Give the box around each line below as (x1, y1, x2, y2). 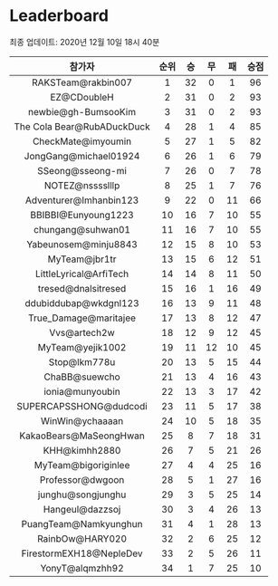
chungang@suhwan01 (33, 223, 131, 235)
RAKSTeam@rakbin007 (31, 76, 133, 89)
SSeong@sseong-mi (37, 164, 127, 177)
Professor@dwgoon (39, 473, 125, 485)
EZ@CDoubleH (49, 91, 115, 103)
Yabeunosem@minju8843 (26, 237, 138, 250)
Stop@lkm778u (48, 355, 116, 368)
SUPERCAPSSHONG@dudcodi (16, 399, 148, 412)
